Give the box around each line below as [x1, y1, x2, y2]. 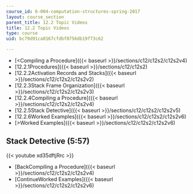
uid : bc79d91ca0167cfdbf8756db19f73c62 [6, 36, 104, 42]
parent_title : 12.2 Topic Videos [6, 19, 88, 25]
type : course [6, 30, 38, 36]
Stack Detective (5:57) [6, 136, 90, 147]
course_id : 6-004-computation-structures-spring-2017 [6, 8, 141, 15]
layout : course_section [6, 14, 65, 20]
